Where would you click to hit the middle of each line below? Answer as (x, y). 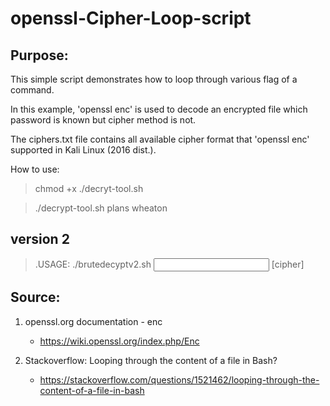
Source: (35, 297)
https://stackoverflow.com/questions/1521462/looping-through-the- (179, 379)
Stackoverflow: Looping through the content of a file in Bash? (151, 360)
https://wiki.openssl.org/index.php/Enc (119, 341)
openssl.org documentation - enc (93, 321)
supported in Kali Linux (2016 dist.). (83, 150)
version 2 (40, 239)
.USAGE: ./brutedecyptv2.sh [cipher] (169, 264)
